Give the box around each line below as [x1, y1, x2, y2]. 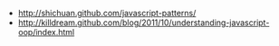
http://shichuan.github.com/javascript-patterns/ [17, 8, 197, 18]
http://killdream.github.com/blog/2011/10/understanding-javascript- [17, 17, 270, 28]
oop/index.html [17, 27, 75, 37]
